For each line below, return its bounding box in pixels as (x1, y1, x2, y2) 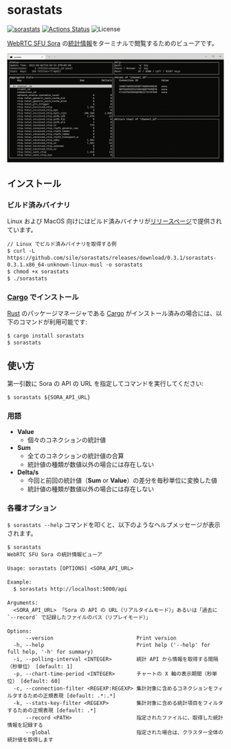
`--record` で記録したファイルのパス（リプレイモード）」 (7, 614, 151, 621)
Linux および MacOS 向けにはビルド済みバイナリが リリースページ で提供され (7, 217, 222, 225)
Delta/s (16, 468, 39, 476)
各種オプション (7, 504, 57, 513)
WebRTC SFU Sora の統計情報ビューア (7, 551, 103, 558)
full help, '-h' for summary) (7, 648, 94, 655)
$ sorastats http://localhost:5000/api (13, 585, 128, 593)
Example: (7, 578, 32, 586)
